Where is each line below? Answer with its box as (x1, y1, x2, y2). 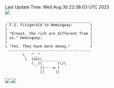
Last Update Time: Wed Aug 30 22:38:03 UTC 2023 (5, 4, 110, 10)
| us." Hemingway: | (5, 35, 93, 40)
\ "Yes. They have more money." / (5, 44, 93, 49)
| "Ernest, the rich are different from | (5, 31, 93, 36)
